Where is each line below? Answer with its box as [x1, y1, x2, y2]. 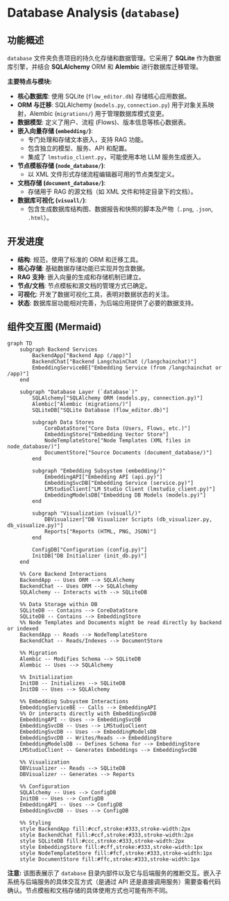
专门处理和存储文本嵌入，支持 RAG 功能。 [27, 135, 148, 144]
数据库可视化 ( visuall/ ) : [17, 196, 87, 204]
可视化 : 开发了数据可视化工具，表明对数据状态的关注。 [17, 290, 173, 298]
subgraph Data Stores [32, 418, 95, 426]
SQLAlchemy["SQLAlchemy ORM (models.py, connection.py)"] [32, 394, 203, 402]
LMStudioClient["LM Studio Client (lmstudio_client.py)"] [44, 486, 216, 492]
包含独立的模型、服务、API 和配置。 [27, 144, 130, 152]
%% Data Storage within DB [19, 601, 98, 608]
